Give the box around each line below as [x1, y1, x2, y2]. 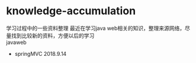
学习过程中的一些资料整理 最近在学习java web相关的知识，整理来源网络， [6, 24, 185, 31]
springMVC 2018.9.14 [14, 50, 67, 57]
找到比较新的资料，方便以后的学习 [11, 31, 95, 39]
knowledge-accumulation [6, 4, 136, 18]
